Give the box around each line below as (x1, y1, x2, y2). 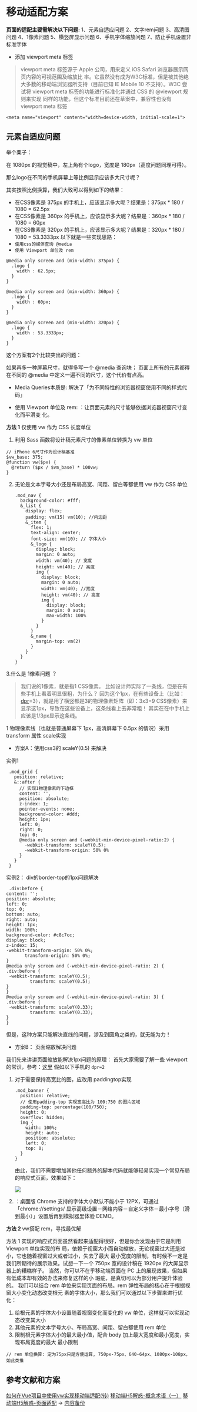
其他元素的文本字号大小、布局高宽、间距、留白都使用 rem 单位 (14, 1324, 166, 1331)
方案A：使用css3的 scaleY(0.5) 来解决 (14, 744, 107, 752)
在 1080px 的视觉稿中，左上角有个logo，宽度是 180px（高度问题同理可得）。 (6, 161, 190, 168)
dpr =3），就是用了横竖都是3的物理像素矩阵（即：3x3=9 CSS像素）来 (20, 697, 188, 705)
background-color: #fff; (20, 498, 81, 503)
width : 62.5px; (16, 268, 57, 274)
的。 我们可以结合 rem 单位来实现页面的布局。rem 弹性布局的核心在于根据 (6, 1282, 185, 1289)
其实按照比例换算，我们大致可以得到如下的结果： (6, 186, 125, 193)
